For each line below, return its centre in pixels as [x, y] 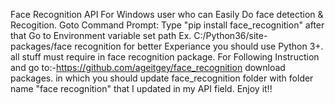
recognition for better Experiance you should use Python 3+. [199, 46]
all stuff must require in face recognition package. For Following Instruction [165, 57]
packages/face [41, 46]
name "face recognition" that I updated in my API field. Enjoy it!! [141, 88]
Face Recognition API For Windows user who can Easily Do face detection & [167, 14]
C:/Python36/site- [230, 35]
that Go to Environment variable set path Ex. [101, 35]
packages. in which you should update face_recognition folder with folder [162, 78]
